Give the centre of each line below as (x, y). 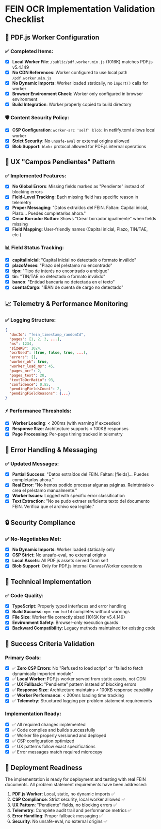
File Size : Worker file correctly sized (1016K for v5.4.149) (68, 617)
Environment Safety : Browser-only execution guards (65, 622)
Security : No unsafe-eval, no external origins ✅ (60, 821)
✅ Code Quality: (24, 595)
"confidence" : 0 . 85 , (30, 384)
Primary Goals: (23, 658)
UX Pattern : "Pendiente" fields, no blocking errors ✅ (64, 805)
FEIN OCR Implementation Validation (80, 9)
